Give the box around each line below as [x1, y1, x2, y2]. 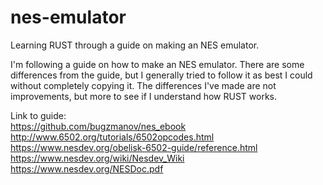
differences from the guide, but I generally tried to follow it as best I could [10, 69, 313, 81]
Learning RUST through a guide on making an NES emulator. [10, 39, 260, 51]
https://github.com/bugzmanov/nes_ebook [10, 120, 187, 132]
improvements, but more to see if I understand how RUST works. [10, 90, 278, 102]
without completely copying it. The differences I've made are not [10, 79, 277, 91]
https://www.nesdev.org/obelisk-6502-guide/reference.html [10, 141, 258, 153]
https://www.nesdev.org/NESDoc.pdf [10, 162, 164, 175]
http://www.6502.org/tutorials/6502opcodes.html [10, 131, 215, 143]
